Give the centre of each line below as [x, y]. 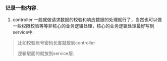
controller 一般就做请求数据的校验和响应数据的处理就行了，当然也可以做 [87, 20]
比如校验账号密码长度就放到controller [56, 43]
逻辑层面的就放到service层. [46, 53]
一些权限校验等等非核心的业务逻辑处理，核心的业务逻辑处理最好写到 [83, 26]
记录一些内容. [22, 7]
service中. [23, 32]
